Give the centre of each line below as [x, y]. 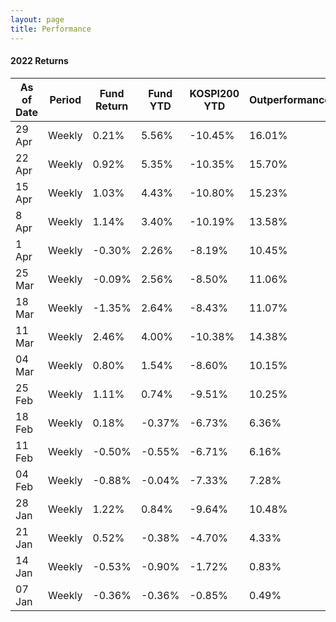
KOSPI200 [214, 93]
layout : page [37, 19]
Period [65, 99]
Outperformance [290, 99]
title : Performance [51, 29]
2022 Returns [39, 61]
